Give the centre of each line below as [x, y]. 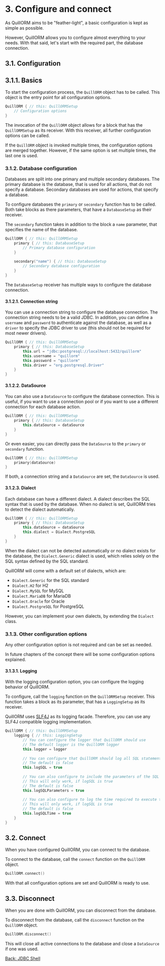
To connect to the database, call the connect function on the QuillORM [75, 859]
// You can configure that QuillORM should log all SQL [81, 758]
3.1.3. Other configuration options [46, 634]
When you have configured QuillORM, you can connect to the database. [78, 850]
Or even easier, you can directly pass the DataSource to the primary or [75, 444]
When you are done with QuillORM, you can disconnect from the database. [81, 910]
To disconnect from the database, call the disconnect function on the [75, 920]
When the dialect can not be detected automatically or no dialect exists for [81, 550]
